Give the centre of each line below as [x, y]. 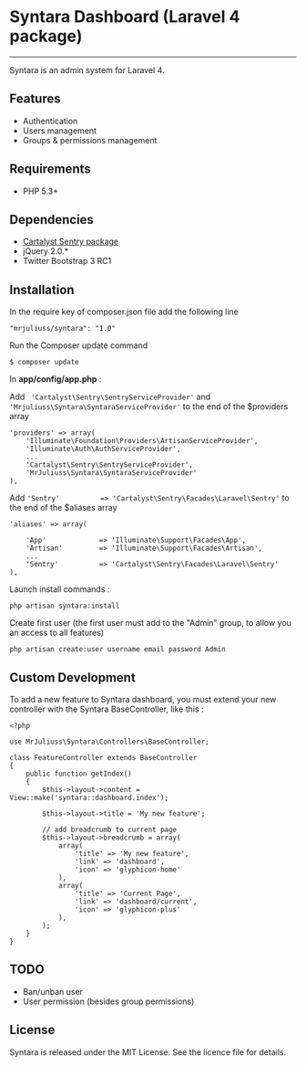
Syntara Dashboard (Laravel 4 [125, 17]
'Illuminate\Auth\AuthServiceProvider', [103, 449]
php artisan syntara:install [65, 606]
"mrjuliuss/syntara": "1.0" [63, 329]
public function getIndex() [79, 774]
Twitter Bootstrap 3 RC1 [67, 261]
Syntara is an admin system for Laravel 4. [87, 69]
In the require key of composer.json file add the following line [124, 312]
